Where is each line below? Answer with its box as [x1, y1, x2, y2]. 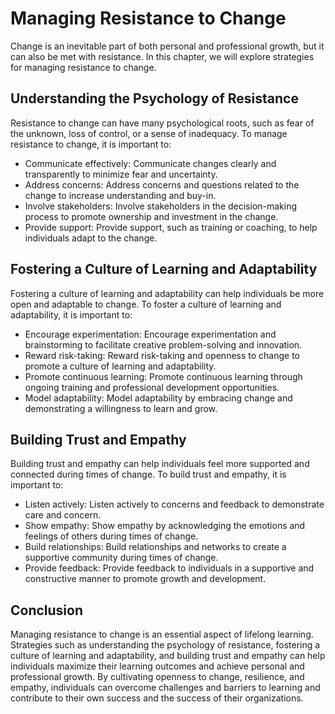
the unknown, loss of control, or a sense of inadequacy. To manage [10, 127, 288, 139]
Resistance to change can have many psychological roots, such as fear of [10, 117, 315, 129]
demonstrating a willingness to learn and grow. [24, 402, 218, 414]
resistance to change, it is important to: [10, 138, 172, 150]
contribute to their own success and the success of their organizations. [10, 692, 304, 704]
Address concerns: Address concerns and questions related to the [24, 178, 300, 191]
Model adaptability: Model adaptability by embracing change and [24, 392, 293, 404]
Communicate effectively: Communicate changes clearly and [24, 157, 277, 169]
